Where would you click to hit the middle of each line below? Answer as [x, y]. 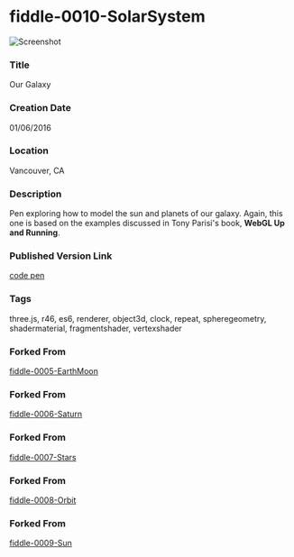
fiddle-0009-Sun [41, 543]
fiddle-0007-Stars [43, 457]
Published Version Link [61, 256]
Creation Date [41, 108]
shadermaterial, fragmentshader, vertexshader [96, 328]
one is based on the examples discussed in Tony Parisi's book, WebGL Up [147, 224]
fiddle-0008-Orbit [43, 500]
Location [29, 151]
